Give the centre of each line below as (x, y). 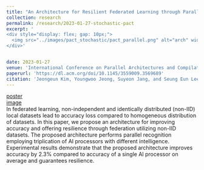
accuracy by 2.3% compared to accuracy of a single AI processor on (92, 154)
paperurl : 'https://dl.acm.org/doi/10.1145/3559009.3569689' (85, 73)
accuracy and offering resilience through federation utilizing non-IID (91, 129)
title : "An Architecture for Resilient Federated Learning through (93, 12)
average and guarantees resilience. (50, 161)
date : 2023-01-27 (28, 62)
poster (15, 96)
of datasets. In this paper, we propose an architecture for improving (90, 122)
